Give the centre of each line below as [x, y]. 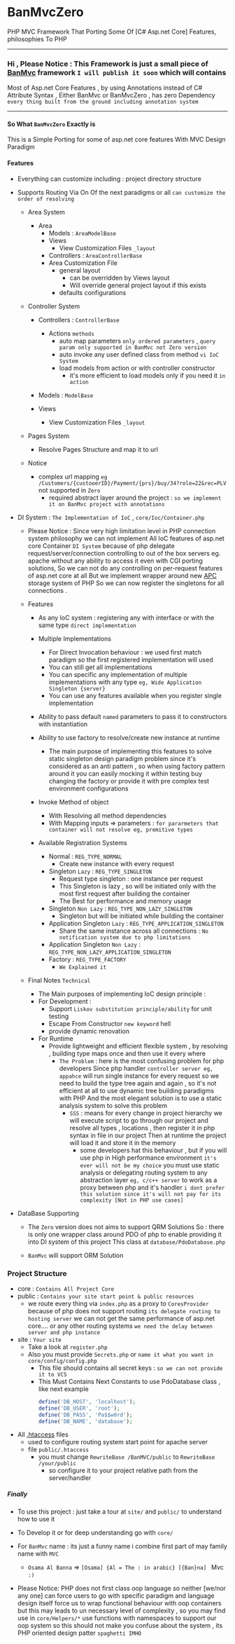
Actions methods [71, 333]
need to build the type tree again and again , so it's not [138, 1083]
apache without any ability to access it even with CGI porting [115, 561]
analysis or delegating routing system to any [144, 1172]
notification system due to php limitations [125, 937]
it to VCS [52, 1374]
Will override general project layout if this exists [138, 285]
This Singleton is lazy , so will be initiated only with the [137, 886]
